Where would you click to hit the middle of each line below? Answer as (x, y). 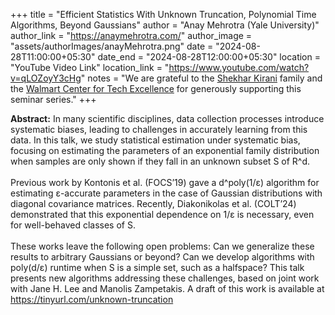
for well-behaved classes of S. (73, 225)
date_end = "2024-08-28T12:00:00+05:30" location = (209, 57)
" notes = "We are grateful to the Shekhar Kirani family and (201, 78)
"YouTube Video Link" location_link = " (90, 67)
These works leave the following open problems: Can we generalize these (162, 246)
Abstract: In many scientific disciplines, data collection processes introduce (167, 118)
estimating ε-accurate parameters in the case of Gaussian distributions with (166, 193)
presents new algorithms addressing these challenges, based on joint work (165, 278)
